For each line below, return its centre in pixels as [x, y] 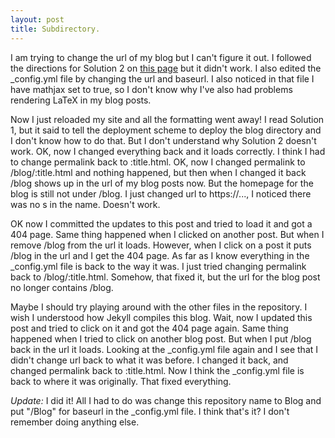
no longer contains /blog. [62, 287]
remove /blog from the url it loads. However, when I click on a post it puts [161, 245]
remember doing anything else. [75, 422]
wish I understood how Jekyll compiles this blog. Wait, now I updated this [161, 317]
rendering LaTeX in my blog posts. [81, 100]
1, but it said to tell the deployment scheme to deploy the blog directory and [166, 130]
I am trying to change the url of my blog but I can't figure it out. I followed [161, 57]
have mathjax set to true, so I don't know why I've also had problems [151, 89]
